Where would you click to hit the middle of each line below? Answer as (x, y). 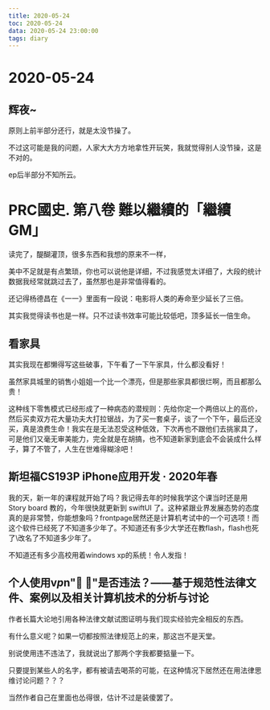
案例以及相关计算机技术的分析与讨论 (119, 598)
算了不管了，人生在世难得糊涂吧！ (78, 449)
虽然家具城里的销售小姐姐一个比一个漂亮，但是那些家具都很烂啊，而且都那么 (135, 382)
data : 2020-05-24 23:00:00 (53, 31)
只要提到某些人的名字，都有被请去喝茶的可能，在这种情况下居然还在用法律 (131, 670)
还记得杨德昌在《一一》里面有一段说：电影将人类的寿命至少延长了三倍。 (128, 299)
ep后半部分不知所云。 (44, 175)
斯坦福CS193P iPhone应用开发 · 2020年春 (113, 477)
